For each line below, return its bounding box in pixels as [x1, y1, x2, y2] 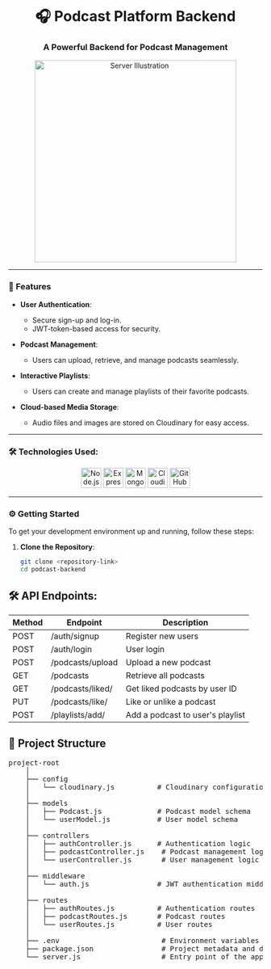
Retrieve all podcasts [125, 669, 206, 680]
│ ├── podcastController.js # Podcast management [25, 847, 248, 856]
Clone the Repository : [19, 542, 95, 552]
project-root [8, 758, 60, 767]
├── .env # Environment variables [25, 936, 260, 945]
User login [125, 643, 165, 655]
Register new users [125, 630, 199, 642]
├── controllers [25, 831, 90, 840]
